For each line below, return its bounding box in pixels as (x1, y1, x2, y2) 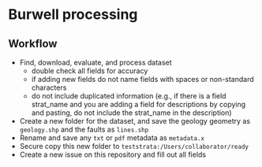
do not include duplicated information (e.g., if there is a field (31, 91, 226, 100)
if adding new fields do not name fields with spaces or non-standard (31, 75, 254, 83)
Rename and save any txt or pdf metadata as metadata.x (19, 133, 205, 143)
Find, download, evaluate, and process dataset (19, 58, 172, 67)
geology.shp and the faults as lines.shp (19, 124, 149, 134)
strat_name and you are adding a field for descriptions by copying (31, 100, 246, 109)
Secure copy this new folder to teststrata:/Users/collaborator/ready (19, 142, 249, 150)
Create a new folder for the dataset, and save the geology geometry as (19, 117, 251, 125)
